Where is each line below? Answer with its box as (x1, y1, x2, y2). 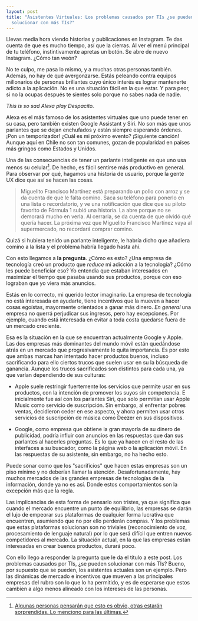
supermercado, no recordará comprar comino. (20, 225, 134, 233)
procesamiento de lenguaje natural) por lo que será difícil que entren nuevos (6, 530, 192, 537)
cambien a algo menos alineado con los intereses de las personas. (6, 585, 168, 593)
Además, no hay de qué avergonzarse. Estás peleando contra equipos (6, 72, 177, 80)
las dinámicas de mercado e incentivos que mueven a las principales (6, 573, 173, 580)
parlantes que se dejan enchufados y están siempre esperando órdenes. (6, 126, 183, 133)
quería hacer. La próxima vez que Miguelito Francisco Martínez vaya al (20, 219, 192, 226)
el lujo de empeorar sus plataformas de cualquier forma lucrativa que (6, 511, 174, 518)
